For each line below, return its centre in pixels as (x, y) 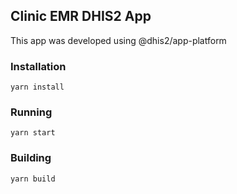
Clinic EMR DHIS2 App (81, 16)
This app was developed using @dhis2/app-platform (118, 40)
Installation (38, 66)
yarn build (33, 179)
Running (31, 112)
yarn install (37, 87)
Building (31, 158)
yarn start (33, 133)
